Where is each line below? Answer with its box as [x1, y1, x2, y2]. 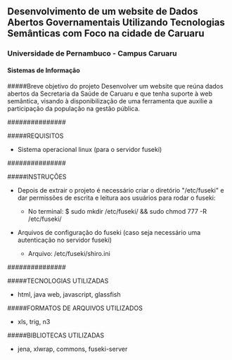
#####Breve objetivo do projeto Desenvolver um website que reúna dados [7, 82, 224, 90]
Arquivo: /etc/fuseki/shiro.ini [27, 249, 110, 257]
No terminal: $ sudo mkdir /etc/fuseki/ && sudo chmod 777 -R [27, 207, 207, 215]
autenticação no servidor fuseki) [17, 236, 112, 244]
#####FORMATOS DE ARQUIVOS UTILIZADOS [7, 304, 143, 312]
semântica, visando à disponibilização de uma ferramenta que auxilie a [7, 96, 213, 105]
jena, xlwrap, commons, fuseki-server [17, 345, 128, 353]
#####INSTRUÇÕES [7, 172, 67, 181]
